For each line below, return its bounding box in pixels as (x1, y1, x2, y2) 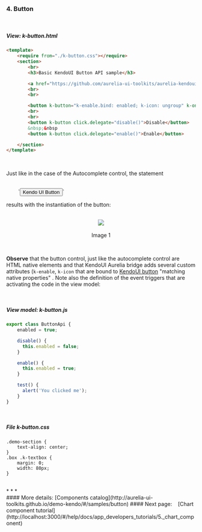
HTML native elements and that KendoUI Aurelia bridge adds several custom (6, 261, 196, 269)
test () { (17, 382, 39, 388)
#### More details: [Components (6, 493, 89, 501)
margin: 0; (17, 460, 44, 466)
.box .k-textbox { (6, 454, 52, 461)
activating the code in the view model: (6, 280, 101, 288)
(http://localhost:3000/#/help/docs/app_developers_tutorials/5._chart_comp (6, 513, 194, 520)
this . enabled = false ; (22, 343, 79, 349)
